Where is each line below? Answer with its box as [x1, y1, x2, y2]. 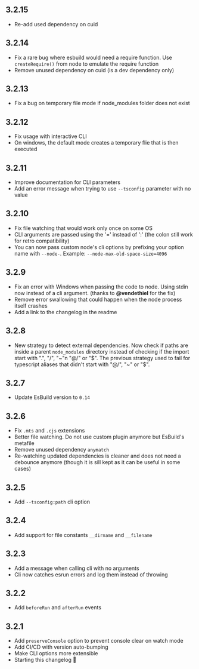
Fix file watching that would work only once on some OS [14, 224, 153, 232]
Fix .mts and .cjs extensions [14, 427, 85, 434]
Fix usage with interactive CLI [14, 133, 87, 140]
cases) [14, 465, 31, 472]
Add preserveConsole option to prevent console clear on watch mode [14, 637, 184, 645]
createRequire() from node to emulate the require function [14, 60, 159, 67]
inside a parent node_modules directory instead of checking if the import [14, 348, 189, 355]
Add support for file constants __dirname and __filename [14, 531, 153, 538]
